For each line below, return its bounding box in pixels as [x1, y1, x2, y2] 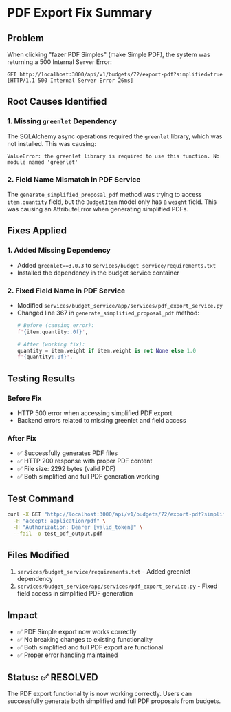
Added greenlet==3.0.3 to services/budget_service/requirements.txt [16, 261, 217, 269]
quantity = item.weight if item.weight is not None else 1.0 [16, 347, 197, 354]
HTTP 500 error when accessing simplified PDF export [16, 409, 173, 417]
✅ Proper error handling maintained [16, 651, 118, 659]
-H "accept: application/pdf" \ [13, 518, 107, 525]
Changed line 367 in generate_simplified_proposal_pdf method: [16, 308, 199, 317]
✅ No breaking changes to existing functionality [16, 636, 153, 644]
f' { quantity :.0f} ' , [16, 353, 74, 361]
